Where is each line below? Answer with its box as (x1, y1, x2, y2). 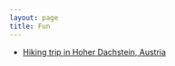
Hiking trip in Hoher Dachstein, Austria (22, 46, 166, 57)
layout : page (9, 13, 59, 23)
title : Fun (9, 22, 51, 31)
